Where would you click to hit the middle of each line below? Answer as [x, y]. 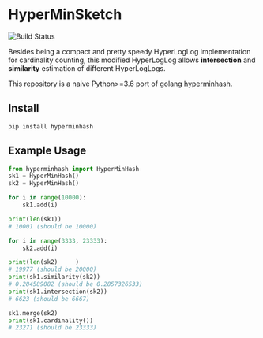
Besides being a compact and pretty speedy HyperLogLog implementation [130, 51]
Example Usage [47, 151]
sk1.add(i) [40, 205]
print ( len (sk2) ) [44, 262]
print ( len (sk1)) [35, 219]
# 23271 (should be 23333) [53, 328]
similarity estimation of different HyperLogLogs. [87, 68]
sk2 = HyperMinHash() [44, 184]
